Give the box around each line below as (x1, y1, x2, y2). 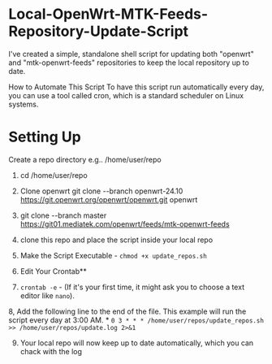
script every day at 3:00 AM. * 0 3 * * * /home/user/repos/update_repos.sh (8, 314, 264, 325)
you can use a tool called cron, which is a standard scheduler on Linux (8, 90, 244, 100)
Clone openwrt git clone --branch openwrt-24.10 (19, 186, 183, 196)
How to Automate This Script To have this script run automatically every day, (8, 82, 265, 92)
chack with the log (19, 346, 83, 356)
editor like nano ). (19, 290, 75, 301)
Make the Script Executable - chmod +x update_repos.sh (19, 250, 207, 260)
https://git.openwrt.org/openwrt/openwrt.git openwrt (19, 194, 198, 204)
